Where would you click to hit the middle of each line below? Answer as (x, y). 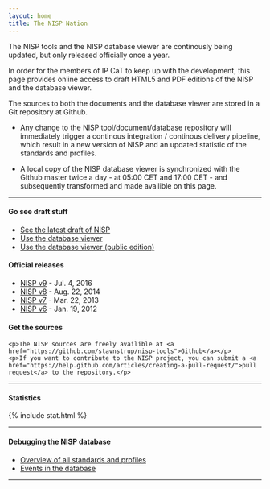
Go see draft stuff (38, 212)
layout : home (30, 16)
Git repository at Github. (48, 112)
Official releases (36, 265)
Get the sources (35, 327)
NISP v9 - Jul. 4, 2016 (56, 283)
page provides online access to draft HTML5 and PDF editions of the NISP (131, 79)
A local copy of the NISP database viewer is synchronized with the (130, 168)
